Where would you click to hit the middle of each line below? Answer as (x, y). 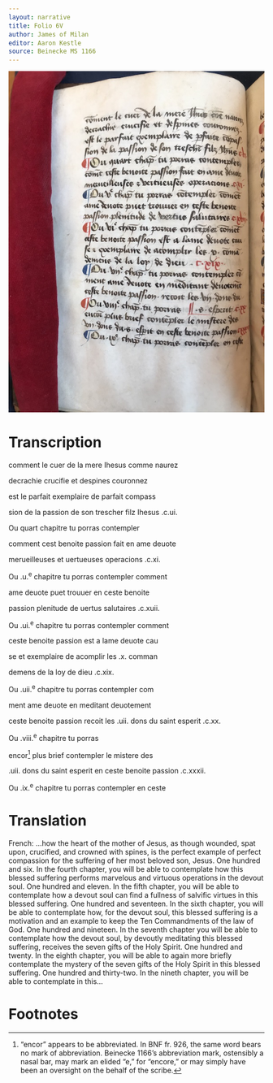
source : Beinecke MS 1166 (52, 52)
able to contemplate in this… (56, 981)
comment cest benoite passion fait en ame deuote (92, 544)
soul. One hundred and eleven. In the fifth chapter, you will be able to (124, 886)
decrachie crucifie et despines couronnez (78, 481)
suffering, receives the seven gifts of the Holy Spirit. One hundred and (126, 947)
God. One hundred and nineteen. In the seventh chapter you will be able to (133, 929)
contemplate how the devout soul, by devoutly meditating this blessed (126, 938)
